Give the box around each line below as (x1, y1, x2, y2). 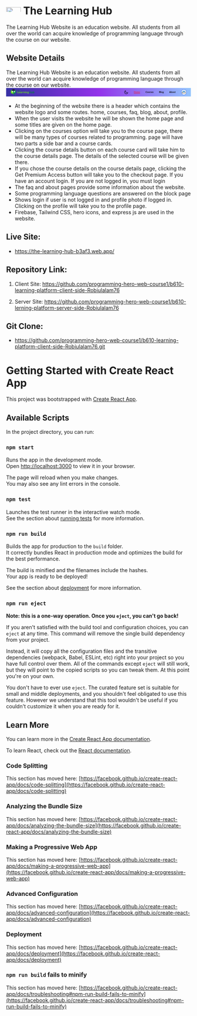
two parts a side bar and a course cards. (14, 140, 113, 147)
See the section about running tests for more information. (6, 514, 145, 522)
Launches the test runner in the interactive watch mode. (6, 508, 142, 516)
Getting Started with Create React (6, 364, 174, 377)
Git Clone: (6, 321, 43, 331)
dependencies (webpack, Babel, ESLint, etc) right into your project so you (6, 654, 185, 661)
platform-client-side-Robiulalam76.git (14, 343, 106, 350)
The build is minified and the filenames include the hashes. (6, 566, 148, 573)
